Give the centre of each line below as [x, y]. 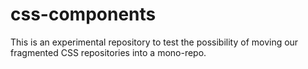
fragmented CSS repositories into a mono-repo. [108, 52]
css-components [83, 14]
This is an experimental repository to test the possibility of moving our [154, 42]
